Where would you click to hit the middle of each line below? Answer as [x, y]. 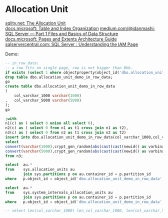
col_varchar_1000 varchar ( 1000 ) [48, 96]
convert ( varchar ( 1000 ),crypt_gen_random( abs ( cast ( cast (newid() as [76, 146]
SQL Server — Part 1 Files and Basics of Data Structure [62, 33]
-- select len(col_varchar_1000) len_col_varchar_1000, [64, 211]
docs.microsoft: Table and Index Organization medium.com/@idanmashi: [80, 28]
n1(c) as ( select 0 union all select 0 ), [50, 123]
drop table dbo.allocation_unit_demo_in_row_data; [59, 77]
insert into [17, 137]
